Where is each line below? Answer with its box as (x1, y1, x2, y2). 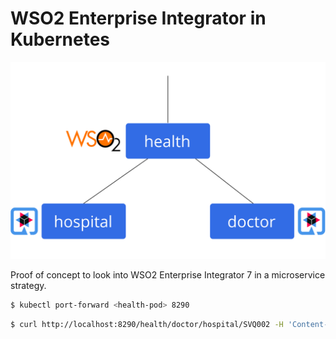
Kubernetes (10, 28, 111, 51)
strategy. (10, 279, 47, 291)
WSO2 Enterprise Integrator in (10, 7, 267, 30)
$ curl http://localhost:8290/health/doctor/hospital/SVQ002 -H (10, 319, 284, 329)
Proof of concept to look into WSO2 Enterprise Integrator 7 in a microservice (10, 268, 326, 281)
